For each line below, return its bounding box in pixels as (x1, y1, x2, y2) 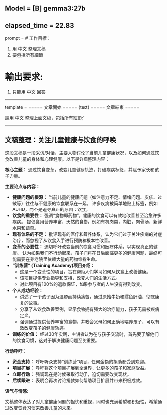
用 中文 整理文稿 (12, 46, 46, 52)
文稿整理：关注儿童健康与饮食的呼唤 (5, 135, 116, 144)
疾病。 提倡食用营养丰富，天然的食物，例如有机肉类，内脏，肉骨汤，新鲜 (12, 218, 162, 224)
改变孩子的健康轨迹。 (24, 325, 68, 331)
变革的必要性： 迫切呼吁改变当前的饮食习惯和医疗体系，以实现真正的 (12, 243, 153, 249)
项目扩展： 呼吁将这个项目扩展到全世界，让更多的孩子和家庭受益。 (12, 365, 149, 371)
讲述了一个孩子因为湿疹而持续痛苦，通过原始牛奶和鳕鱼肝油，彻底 (19, 293, 155, 299)
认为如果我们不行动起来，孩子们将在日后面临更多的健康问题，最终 (22, 250, 158, 256)
